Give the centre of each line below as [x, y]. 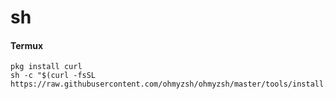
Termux [27, 45]
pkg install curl [46, 67]
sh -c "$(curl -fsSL [53, 76]
